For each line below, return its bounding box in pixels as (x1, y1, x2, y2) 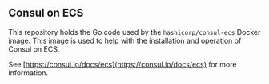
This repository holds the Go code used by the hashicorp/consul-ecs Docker (8, 27, 261, 36)
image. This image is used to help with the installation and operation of (8, 36, 242, 45)
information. (8, 67, 49, 78)
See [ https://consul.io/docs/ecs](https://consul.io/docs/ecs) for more (8, 59, 237, 69)
